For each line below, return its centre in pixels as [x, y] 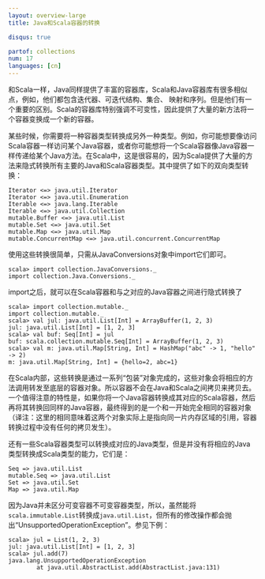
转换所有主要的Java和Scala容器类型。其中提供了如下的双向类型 [138, 165]
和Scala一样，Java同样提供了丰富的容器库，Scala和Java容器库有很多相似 [128, 89]
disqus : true [30, 37]
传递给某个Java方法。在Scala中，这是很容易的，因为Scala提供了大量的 [130, 156]
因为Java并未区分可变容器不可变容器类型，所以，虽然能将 [103, 505]
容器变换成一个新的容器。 [56, 119]
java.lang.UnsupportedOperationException [77, 561]
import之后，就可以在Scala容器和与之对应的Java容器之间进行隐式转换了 [125, 292]
